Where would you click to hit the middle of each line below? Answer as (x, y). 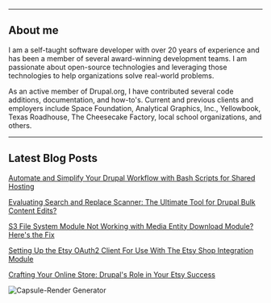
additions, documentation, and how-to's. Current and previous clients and (131, 100)
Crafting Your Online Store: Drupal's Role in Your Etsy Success (112, 274)
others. (20, 125)
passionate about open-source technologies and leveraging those (118, 67)
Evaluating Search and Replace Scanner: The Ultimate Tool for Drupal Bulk (132, 201)
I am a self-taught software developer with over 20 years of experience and (134, 50)
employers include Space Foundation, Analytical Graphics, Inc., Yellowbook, (135, 108)
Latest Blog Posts (53, 158)
